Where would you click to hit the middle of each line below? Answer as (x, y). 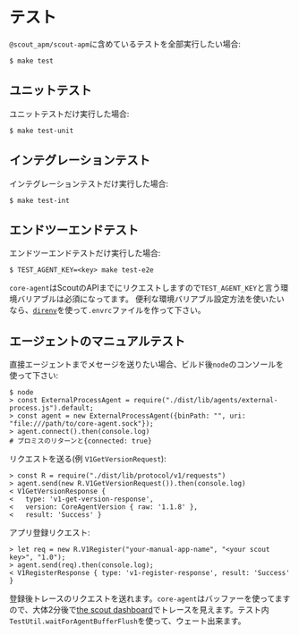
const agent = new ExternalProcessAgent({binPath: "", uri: (132, 416)
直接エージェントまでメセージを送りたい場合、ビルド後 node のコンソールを (147, 364)
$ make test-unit (42, 131)
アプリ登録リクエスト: (50, 533)
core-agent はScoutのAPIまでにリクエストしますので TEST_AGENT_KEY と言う (145, 288)
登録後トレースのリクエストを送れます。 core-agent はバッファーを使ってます (150, 598)
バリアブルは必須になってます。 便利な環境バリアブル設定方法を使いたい (150, 299)
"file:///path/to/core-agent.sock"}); (81, 424)
